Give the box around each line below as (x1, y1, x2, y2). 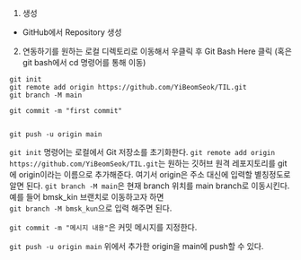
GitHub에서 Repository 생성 (22, 27, 122, 38)
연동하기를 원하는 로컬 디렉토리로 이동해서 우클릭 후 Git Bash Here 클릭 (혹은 (22, 46, 292, 56)
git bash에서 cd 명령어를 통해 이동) (22, 57, 146, 67)
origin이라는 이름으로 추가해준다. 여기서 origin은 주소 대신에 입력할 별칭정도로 (18, 169, 291, 179)
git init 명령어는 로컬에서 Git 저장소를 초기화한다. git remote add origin (9, 147, 276, 157)
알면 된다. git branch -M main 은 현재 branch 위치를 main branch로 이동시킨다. (9, 180, 290, 191)
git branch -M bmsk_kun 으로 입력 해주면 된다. (9, 203, 173, 213)
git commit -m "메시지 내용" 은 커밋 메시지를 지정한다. (9, 222, 198, 232)
